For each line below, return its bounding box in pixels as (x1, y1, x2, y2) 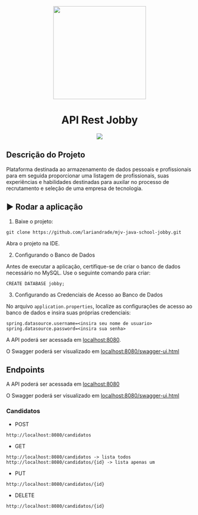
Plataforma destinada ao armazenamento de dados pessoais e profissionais (6, 166, 191, 173)
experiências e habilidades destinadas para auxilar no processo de (6, 178, 170, 185)
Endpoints (6, 364, 45, 374)
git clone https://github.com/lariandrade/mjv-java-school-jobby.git (6, 229, 182, 235)
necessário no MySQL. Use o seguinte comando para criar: (6, 269, 151, 276)
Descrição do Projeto (6, 150, 85, 160)
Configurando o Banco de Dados (14, 251, 95, 258)
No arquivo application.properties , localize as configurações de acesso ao (6, 302, 193, 310)
